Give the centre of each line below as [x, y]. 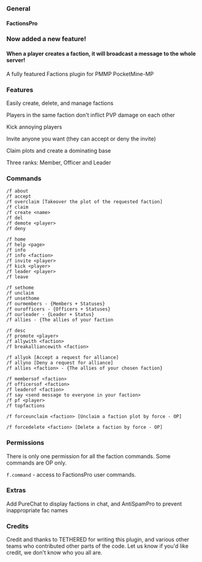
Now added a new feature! [47, 39]
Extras [16, 490]
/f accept [19, 197]
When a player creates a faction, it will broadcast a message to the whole [101, 54]
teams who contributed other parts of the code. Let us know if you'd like [97, 546]
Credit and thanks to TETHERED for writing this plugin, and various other [98, 540]
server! [16, 60]
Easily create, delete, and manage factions [60, 103]
